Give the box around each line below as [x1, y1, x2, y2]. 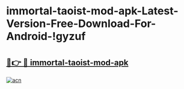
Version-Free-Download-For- [6, 17, 156, 30]
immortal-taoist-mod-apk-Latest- [6, 4, 179, 18]
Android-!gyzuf [6, 30, 86, 43]
